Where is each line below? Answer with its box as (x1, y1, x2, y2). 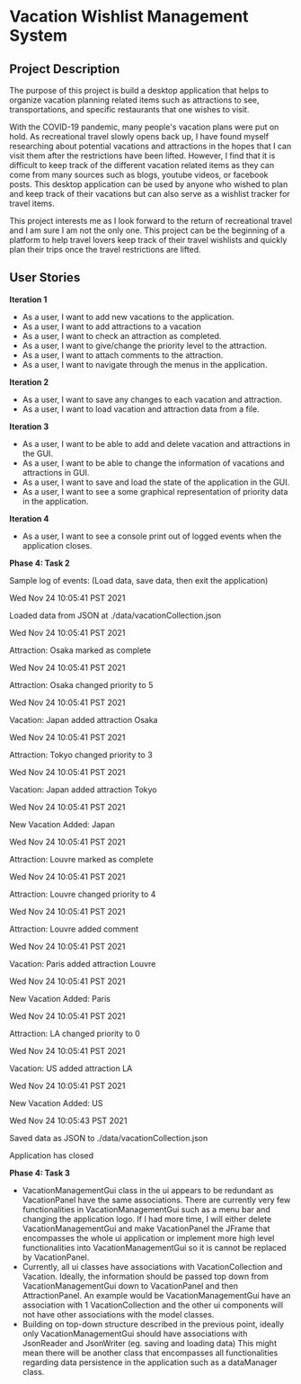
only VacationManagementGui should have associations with (22, 1328, 248, 1339)
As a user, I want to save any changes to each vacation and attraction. (22, 394, 283, 405)
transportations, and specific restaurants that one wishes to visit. (9, 104, 250, 114)
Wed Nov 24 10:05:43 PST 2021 (9, 1115, 128, 1126)
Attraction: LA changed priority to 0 (9, 1028, 141, 1039)
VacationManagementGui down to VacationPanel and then (22, 1280, 239, 1291)
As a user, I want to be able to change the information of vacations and (22, 457, 285, 469)
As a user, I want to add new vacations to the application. (22, 311, 235, 322)
